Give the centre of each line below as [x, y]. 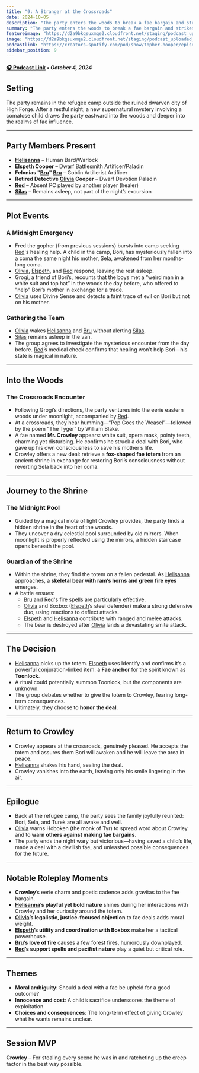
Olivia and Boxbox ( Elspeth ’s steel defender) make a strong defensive [108, 606]
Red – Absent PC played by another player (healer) [77, 185]
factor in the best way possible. [44, 1064]
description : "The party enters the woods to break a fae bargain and [95, 23]
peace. [23, 758]
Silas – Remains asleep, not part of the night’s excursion [83, 192]
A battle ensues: [35, 593]
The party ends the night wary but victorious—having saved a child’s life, [104, 841]
